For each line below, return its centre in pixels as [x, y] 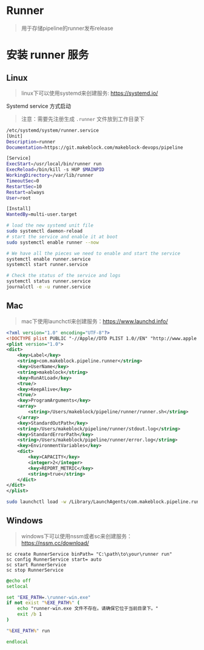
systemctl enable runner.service [49, 259]
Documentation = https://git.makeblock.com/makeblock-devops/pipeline [95, 147]
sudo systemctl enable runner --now [53, 242]
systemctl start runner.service [47, 265]
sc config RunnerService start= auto [54, 559]
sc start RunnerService [36, 565]
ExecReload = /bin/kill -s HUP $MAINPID [55, 170]
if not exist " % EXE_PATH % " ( [43, 603]
